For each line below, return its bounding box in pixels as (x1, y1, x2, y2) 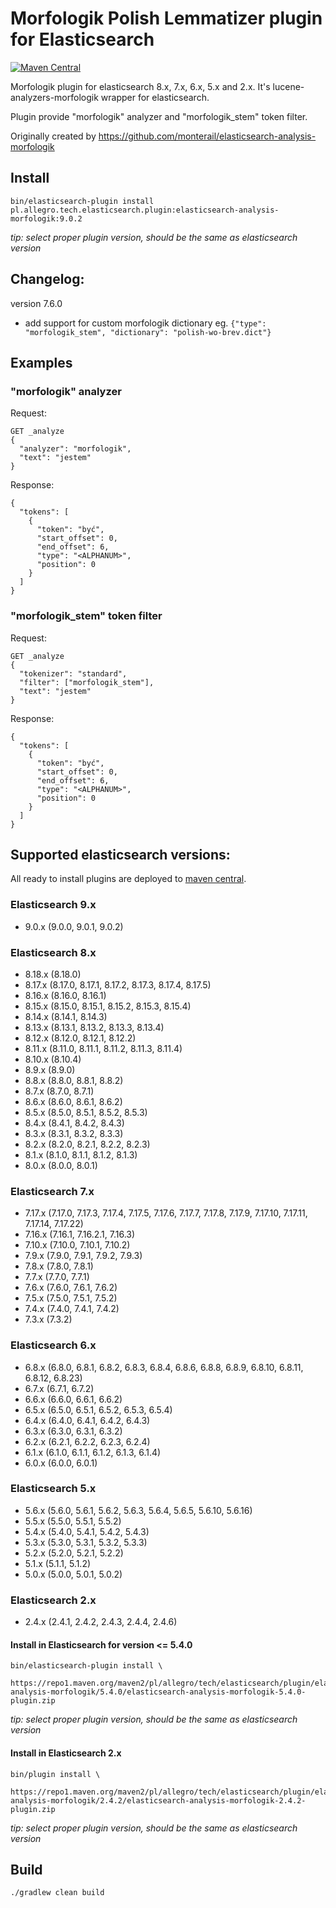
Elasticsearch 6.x (10, 1338, 97, 1352)
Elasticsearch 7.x (10, 1184, 95, 1198)
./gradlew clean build (10, 1888, 105, 1898)
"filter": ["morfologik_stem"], (19, 677, 155, 687)
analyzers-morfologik (10, 91, 99, 103)
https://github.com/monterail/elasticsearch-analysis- (98, 130, 317, 142)
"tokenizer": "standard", (19, 668, 128, 679)
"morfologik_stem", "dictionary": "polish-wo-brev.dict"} (24, 327, 272, 337)
